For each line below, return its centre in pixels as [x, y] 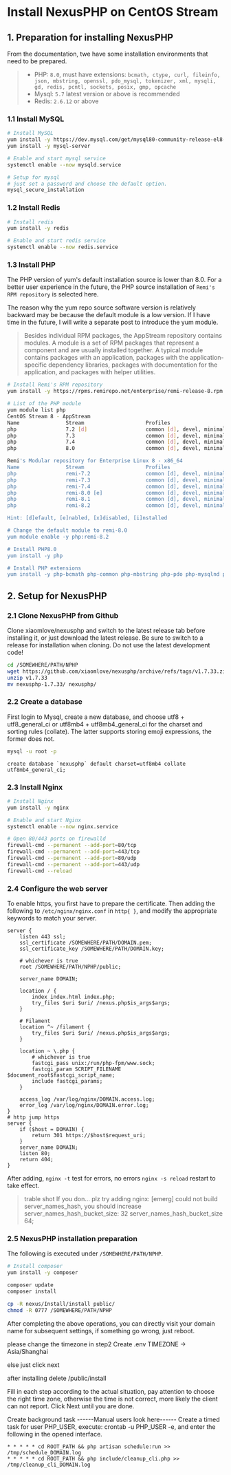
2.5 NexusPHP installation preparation [72, 1238]
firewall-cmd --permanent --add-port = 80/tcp [72, 846]
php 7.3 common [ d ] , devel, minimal [117, 435]
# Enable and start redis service [57, 241]
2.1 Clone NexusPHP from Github [63, 615]
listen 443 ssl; [43, 936]
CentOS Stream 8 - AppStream [49, 416]
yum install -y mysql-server [49, 146]
